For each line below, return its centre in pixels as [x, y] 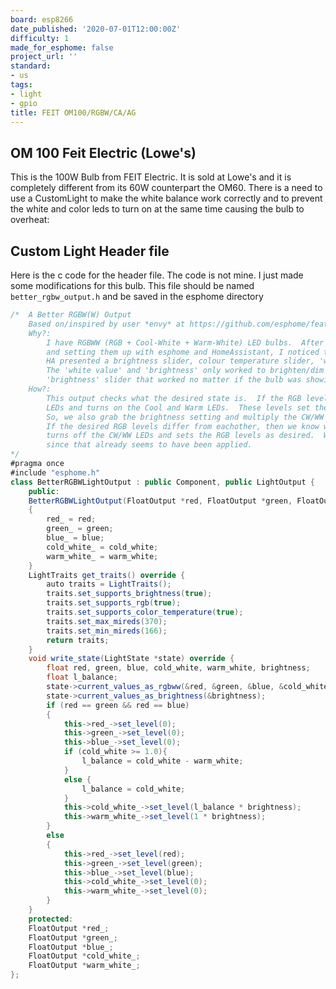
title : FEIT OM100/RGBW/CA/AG [73, 112]
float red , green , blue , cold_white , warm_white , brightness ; [178, 668]
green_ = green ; [80, 529]
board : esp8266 [42, 19]
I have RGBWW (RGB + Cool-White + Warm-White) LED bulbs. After [185, 342]
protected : [51, 919]
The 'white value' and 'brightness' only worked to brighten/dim [185, 371]
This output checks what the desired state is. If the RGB [174, 398]
